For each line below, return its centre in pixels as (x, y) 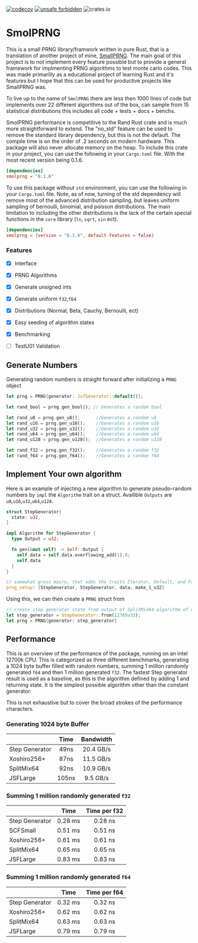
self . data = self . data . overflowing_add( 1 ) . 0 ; (74, 555)
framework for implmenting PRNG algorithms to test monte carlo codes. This (99, 68)
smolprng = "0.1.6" (30, 176)
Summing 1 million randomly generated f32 (68, 795)
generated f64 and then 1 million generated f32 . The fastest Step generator (97, 672)
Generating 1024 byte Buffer (48, 724)
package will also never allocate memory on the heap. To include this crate (97, 147)
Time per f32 (105, 811)
